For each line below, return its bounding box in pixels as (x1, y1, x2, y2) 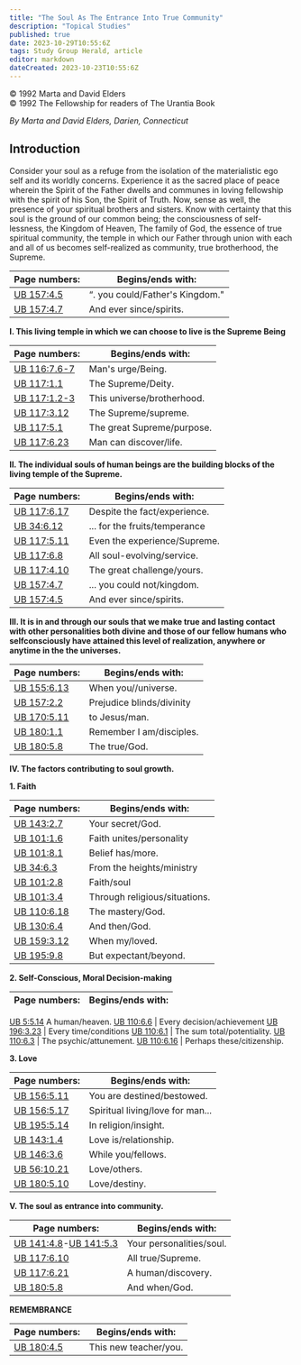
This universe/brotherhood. (88, 391, 205, 404)
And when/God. (126, 1281, 194, 1294)
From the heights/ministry (88, 861, 198, 874)
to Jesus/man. (88, 710, 150, 723)
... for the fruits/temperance (88, 519, 205, 532)
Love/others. (88, 1162, 142, 1175)
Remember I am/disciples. (88, 725, 199, 737)
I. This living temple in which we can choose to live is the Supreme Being (9, 325, 287, 336)
